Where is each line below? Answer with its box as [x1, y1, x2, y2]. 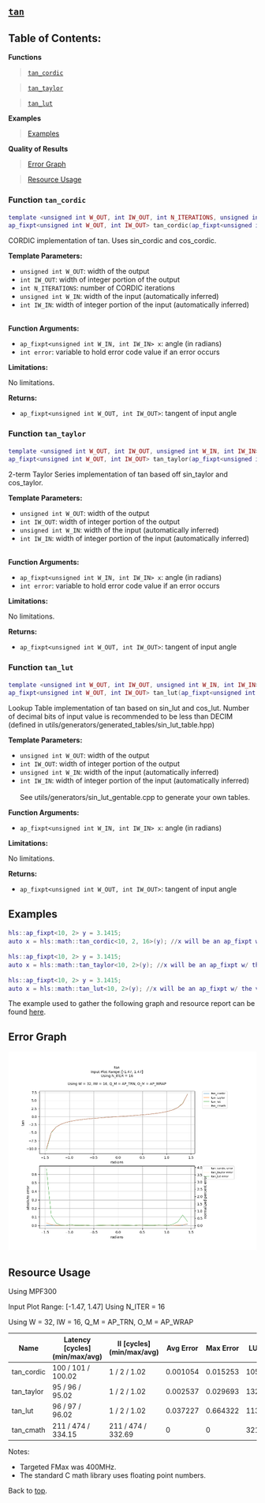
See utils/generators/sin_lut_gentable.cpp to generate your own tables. [19, 793, 251, 802]
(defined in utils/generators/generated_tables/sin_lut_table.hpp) [8, 720, 215, 730]
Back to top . [8, 1486, 47, 1496]
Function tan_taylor [8, 428, 87, 439]
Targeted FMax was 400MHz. [19, 1462, 117, 1472]
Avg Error [166, 1343, 199, 1352]
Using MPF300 [8, 1287, 58, 1296]
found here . [8, 1008, 46, 1017]
